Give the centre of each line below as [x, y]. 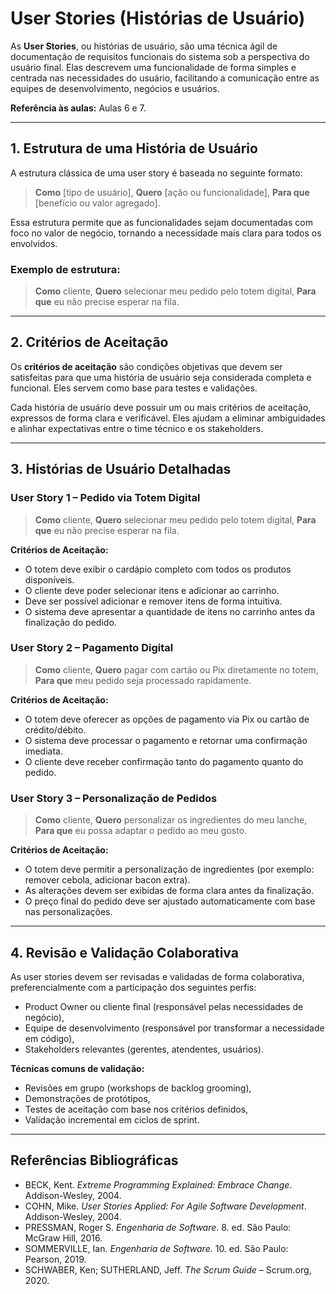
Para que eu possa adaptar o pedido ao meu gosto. [141, 831]
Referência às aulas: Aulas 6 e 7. [78, 108]
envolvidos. [34, 243]
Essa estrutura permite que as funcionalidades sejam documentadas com [161, 222]
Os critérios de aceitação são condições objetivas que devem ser [146, 366]
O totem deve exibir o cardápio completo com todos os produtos [158, 569]
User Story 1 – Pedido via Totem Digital [105, 498]
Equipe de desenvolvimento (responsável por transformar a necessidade [174, 1028]
